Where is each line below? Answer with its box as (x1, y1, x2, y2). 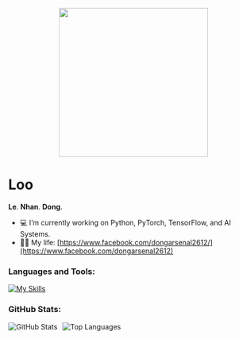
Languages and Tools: (8, 266, 95, 277)
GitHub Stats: (8, 304, 62, 315)
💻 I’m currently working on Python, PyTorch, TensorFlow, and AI (19, 218, 232, 227)
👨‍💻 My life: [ (19, 237, 60, 247)
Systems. (19, 229, 51, 238)
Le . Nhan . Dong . (8, 202, 63, 211)
